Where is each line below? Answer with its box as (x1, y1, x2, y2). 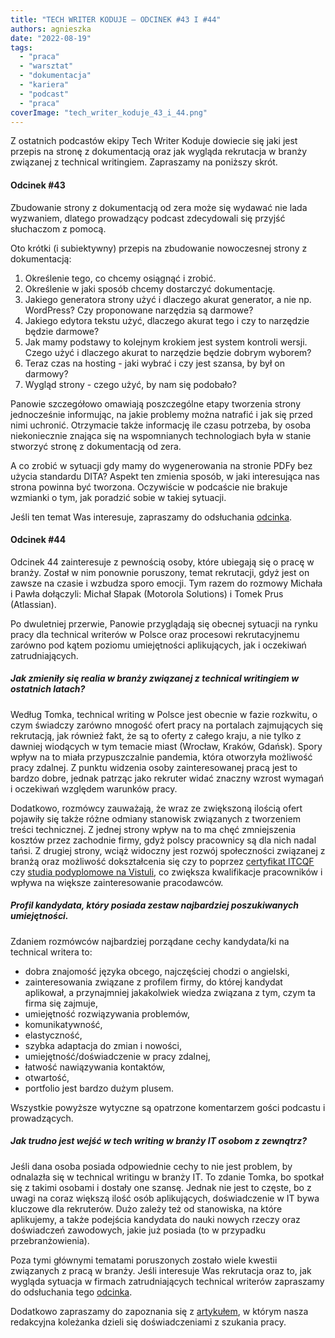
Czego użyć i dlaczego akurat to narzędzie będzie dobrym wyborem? (24, 346, 312, 358)
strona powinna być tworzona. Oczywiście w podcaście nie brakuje (10, 481, 288, 493)
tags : (10, 42, 33, 53)
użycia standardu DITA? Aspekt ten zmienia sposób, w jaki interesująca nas (10, 470, 320, 482)
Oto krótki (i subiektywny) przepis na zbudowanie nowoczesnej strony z (10, 242, 308, 254)
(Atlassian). (10, 598, 57, 610)
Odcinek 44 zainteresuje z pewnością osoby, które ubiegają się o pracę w (10, 556, 315, 568)
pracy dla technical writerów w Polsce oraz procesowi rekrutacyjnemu (10, 628, 300, 640)
